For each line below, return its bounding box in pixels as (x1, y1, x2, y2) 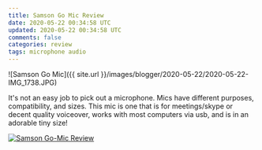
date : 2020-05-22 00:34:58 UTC (8, 19, 111, 27)
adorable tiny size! (8, 119, 69, 127)
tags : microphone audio (8, 48, 87, 56)
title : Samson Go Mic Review (8, 11, 104, 20)
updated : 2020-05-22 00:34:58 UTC (8, 26, 122, 34)
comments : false (8, 33, 62, 42)
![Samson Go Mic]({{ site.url (8, 70, 99, 79)
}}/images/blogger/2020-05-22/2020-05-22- (100, 70, 249, 79)
